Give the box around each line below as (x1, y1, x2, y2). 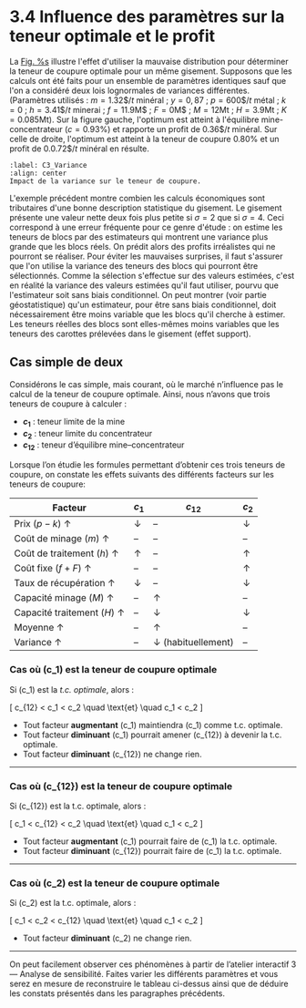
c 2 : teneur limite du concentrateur (22, 427, 153, 441)
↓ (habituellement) (153, 636, 234, 649)
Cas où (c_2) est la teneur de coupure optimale (9, 877, 220, 890)
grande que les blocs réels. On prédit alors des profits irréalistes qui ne (9, 241, 276, 252)
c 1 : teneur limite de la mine (22, 416, 126, 429)
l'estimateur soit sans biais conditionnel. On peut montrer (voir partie (9, 289, 267, 300)
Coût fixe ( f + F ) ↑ (14, 562, 93, 575)
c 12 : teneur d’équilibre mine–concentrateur (22, 439, 185, 453)
